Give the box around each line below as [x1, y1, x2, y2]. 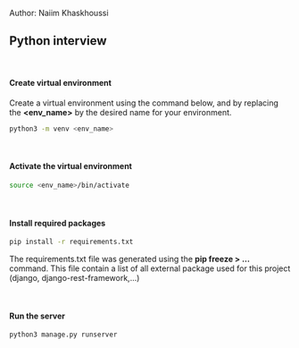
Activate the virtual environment [9, 161, 132, 172]
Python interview [9, 33, 107, 48]
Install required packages [9, 217, 106, 228]
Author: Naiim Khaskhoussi [9, 8, 109, 18]
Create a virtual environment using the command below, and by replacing [9, 98, 279, 108]
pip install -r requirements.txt [9, 237, 134, 247]
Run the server [9, 310, 65, 321]
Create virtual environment [9, 78, 112, 89]
